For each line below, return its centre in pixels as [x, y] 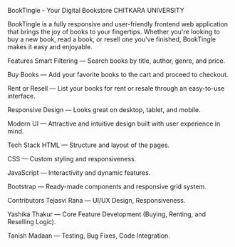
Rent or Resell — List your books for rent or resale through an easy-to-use [116, 88]
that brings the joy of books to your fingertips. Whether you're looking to [114, 32]
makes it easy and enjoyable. [50, 47]
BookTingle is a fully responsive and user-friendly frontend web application [117, 24]
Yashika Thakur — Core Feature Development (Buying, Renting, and [107, 214]
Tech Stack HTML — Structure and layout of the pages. [89, 145]
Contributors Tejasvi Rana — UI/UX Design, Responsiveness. [96, 200]
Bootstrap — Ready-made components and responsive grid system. [107, 186]
